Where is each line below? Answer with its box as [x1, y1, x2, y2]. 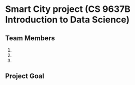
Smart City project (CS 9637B [5, 3, 131, 15]
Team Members [5, 34, 55, 42]
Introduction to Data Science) [5, 14, 130, 25]
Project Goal [5, 72, 44, 81]
